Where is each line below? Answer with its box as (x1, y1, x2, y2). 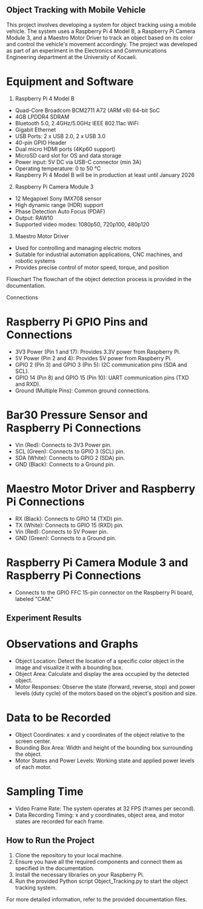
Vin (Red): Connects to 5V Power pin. (15, 528, 108, 535)
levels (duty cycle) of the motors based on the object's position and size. (15, 689, 197, 697)
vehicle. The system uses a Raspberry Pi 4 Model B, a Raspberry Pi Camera (6, 27, 196, 35)
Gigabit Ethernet (15, 126, 56, 133)
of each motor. (15, 763, 52, 770)
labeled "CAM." (15, 595, 54, 602)
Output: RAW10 (15, 214, 53, 221)
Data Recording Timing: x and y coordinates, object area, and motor (15, 811, 185, 818)
